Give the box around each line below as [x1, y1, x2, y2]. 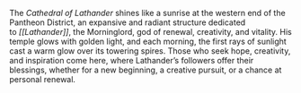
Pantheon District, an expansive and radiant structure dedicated [9, 17, 246, 28]
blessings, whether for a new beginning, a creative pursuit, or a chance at [9, 64, 282, 75]
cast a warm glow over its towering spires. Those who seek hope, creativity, [9, 46, 291, 56]
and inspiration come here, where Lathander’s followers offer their [9, 55, 254, 65]
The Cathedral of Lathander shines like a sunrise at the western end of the [9, 8, 286, 18]
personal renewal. [9, 74, 76, 84]
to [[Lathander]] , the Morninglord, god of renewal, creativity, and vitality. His [9, 27, 292, 37]
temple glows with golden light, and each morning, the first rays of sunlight [9, 36, 288, 46]
